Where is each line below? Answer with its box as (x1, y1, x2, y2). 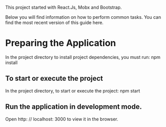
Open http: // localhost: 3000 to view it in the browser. (5, 116, 118, 122)
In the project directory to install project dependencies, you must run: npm (5, 54, 161, 60)
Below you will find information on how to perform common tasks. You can (5, 14, 161, 20)
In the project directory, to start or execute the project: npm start (5, 87, 141, 93)
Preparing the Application (5, 38, 116, 49)
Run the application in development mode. (5, 103, 142, 111)
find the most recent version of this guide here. (5, 20, 104, 25)
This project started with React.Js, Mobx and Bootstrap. (5, 5, 122, 10)
